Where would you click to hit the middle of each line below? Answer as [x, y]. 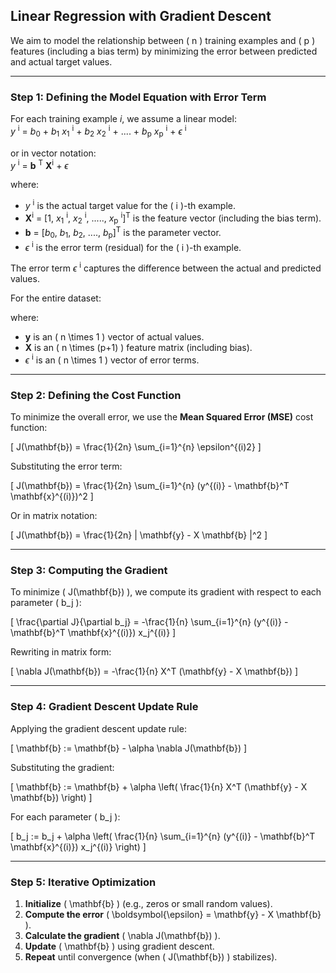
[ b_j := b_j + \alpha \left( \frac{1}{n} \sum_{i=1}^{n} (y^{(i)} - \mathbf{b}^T [163, 836]
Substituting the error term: [66, 466]
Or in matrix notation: [54, 516]
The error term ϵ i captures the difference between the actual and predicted [166, 267]
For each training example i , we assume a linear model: [123, 119]
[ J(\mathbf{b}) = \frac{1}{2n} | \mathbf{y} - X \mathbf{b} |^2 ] [139, 535]
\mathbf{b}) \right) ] [51, 797]
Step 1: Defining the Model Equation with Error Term [138, 97]
